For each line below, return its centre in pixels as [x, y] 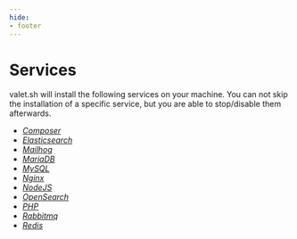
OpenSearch [45, 197]
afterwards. [30, 113]
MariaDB [38, 159]
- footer [25, 26]
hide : [19, 17]
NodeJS [37, 187]
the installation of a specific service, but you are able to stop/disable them [145, 104]
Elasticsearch [47, 140]
